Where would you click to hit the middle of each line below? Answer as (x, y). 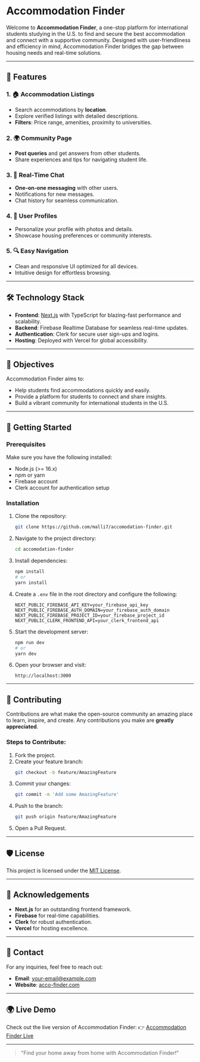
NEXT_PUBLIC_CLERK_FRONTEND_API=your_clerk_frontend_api (87, 620)
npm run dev (29, 642)
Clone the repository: (41, 516)
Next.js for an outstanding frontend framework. (73, 909)
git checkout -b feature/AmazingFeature (65, 772)
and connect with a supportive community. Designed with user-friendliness (99, 40)
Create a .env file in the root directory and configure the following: (96, 594)
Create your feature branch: (49, 761)
